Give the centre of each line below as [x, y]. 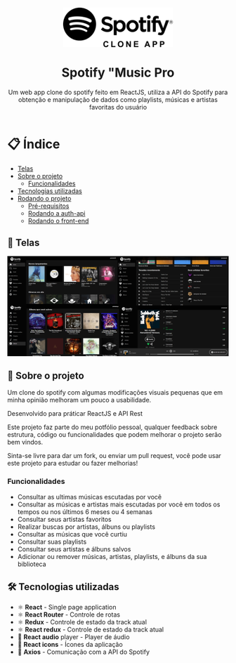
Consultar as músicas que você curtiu [72, 534]
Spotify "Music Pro [118, 73]
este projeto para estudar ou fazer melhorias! [73, 464]
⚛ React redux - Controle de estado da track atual [90, 630]
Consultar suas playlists [52, 541]
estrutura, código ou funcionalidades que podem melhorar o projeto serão [114, 435]
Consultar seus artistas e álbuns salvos [74, 549]
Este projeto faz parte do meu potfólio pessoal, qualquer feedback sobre [112, 427]
